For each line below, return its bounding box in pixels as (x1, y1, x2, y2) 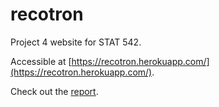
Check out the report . (10, 85, 99, 97)
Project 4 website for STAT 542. (10, 36, 142, 48)
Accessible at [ (10, 55, 72, 67)
